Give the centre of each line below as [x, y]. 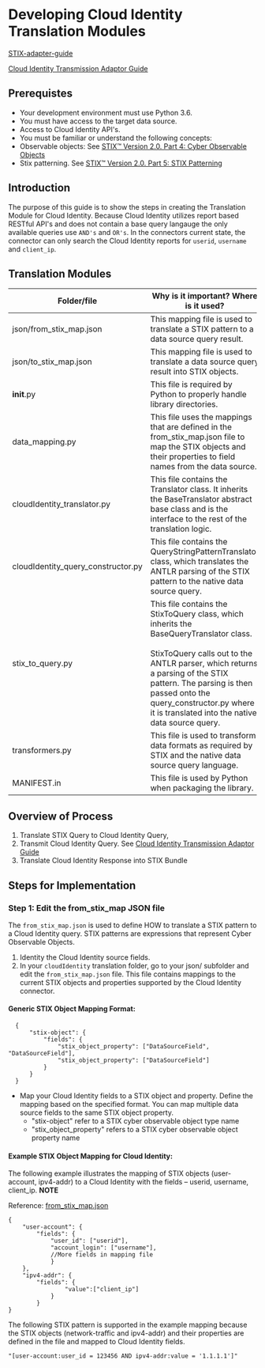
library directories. [184, 404]
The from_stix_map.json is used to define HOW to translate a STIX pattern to [132, 925]
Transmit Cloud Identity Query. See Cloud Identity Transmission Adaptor [137, 843]
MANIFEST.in [37, 783]
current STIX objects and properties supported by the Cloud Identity [131, 982]
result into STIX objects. [194, 372]
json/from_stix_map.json [57, 329]
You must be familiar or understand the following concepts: [116, 138]
